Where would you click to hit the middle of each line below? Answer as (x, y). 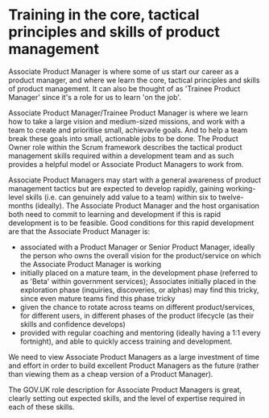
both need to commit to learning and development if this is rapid (115, 214)
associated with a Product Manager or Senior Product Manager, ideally (137, 247)
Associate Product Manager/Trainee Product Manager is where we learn (128, 113)
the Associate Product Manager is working (91, 264)
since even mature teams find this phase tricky (97, 298)
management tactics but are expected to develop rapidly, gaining (116, 188)
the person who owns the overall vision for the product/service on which (141, 255)
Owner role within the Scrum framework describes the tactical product (126, 147)
